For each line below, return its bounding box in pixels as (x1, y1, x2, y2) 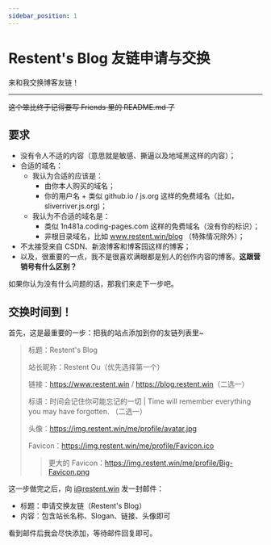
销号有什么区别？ (19, 262, 77, 271)
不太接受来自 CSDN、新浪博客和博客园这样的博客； (19, 241, 191, 251)
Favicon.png (48, 467, 90, 477)
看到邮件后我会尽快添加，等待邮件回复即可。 (8, 528, 157, 538)
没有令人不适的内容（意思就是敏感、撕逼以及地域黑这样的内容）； (19, 151, 236, 161)
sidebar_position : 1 (8, 11, 78, 20)
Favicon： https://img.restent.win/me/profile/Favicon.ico (27, 441, 215, 451)
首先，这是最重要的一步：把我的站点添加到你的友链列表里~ (8, 328, 204, 337)
